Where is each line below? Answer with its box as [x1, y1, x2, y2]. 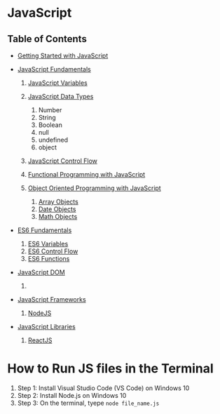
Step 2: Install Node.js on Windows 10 [17, 391, 127, 399]
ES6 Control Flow [27, 247, 78, 255]
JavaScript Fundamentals [17, 65, 91, 73]
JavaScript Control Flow [27, 156, 98, 165]
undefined [38, 135, 69, 144]
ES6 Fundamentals [17, 226, 72, 234]
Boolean [38, 121, 63, 129]
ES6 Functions [27, 255, 70, 262]
